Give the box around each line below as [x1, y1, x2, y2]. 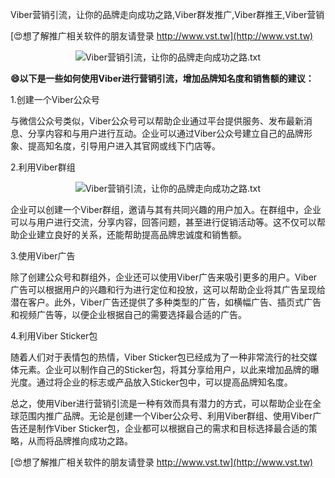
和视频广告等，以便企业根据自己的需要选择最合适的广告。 [10, 309, 247, 320]
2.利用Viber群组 [10, 161, 76, 173]
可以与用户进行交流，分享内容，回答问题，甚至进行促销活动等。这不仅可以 [10, 216, 317, 228]
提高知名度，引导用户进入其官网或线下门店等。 [27, 140, 221, 152]
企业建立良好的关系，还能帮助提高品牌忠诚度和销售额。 [18, 229, 247, 240]
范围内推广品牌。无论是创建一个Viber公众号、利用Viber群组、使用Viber [18, 410, 313, 422]
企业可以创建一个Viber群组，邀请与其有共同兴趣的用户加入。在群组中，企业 [10, 204, 322, 215]
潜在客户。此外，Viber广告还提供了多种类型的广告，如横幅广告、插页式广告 [10, 296, 322, 308]
